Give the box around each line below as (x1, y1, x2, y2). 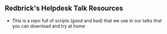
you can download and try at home (12, 23, 85, 29)
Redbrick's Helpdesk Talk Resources (5, 4, 123, 13)
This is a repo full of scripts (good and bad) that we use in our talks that (12, 17, 162, 23)
